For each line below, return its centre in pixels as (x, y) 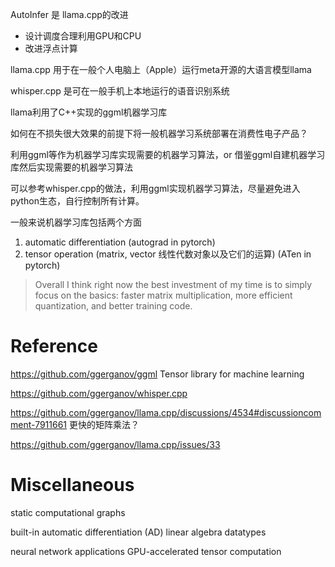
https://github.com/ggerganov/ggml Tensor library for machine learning (157, 374)
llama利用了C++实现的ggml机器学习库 (89, 112)
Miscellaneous (72, 485)
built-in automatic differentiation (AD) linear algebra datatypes (138, 532)
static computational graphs (68, 512)
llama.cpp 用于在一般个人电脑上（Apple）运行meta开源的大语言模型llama (161, 69)
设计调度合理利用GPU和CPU (83, 36)
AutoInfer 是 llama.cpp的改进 (69, 14)
